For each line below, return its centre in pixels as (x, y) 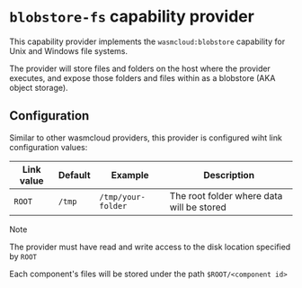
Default (75, 175)
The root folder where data (226, 195)
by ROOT (23, 256)
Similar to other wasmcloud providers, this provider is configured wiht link (146, 138)
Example (130, 175)
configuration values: (49, 147)
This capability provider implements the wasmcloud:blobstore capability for (147, 41)
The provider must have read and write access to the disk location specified (150, 247)
